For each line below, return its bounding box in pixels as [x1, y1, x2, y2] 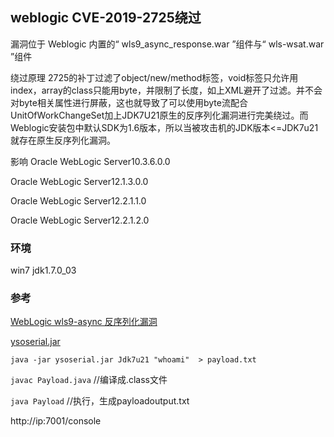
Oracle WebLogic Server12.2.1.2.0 [10, 214, 150, 226]
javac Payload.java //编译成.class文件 [10, 374, 168, 386]
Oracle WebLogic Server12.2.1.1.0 [10, 194, 147, 207]
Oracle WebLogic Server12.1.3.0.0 [10, 175, 149, 187]
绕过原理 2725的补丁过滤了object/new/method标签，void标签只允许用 [10, 71, 299, 83]
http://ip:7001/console [10, 415, 102, 427]
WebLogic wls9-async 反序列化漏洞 [10, 316, 158, 328]
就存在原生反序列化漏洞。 [10, 134, 116, 146]
